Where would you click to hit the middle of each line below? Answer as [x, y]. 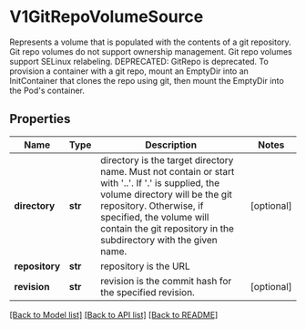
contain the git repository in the [167, 228]
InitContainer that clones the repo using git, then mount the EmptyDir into [147, 80]
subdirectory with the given [158, 240]
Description [171, 145]
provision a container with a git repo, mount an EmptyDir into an [129, 71]
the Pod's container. [47, 90]
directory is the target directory [167, 159]
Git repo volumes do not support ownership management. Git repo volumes [151, 51]
